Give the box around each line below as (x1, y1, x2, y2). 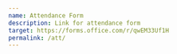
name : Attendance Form (8, 11, 84, 20)
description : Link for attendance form (8, 19, 141, 27)
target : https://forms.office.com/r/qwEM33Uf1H (8, 26, 170, 34)
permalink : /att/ (8, 33, 66, 42)
